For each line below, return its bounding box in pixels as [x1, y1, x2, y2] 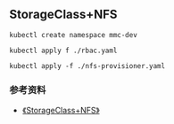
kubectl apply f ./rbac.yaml [9, 46, 118, 55]
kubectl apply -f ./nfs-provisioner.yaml [9, 61, 166, 70]
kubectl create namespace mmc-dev [9, 30, 138, 39]
